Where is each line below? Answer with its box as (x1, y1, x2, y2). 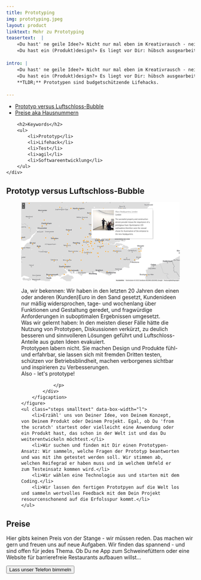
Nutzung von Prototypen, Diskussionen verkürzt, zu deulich (21, 326, 169, 333)
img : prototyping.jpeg (6, 16, 63, 22)
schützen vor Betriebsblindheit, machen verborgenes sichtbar (21, 357, 174, 365)
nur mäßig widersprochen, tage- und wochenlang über (21, 300, 157, 307)
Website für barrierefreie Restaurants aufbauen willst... (6, 554, 142, 561)
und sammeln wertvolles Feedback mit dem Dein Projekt (21, 491, 161, 497)
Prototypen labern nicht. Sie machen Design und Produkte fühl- (21, 345, 178, 352)
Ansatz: (21, 449, 41, 455)
